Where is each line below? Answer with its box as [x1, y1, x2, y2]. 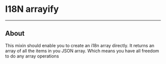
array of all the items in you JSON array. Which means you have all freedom [5, 48, 160, 54]
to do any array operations [5, 53, 59, 59]
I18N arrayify [5, 3, 59, 15]
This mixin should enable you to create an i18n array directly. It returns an [5, 42, 155, 48]
